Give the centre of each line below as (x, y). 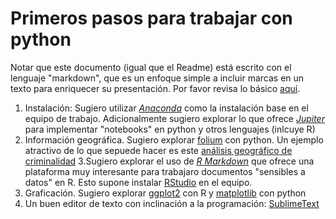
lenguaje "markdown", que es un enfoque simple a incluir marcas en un (157, 78)
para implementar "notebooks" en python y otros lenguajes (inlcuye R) (170, 129)
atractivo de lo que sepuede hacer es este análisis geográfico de (158, 150)
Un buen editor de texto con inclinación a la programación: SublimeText (172, 203)
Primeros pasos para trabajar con (151, 18)
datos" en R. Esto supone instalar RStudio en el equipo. (138, 182)
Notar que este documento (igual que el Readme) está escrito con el (151, 67)
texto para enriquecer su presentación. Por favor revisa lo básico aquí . (155, 88)
